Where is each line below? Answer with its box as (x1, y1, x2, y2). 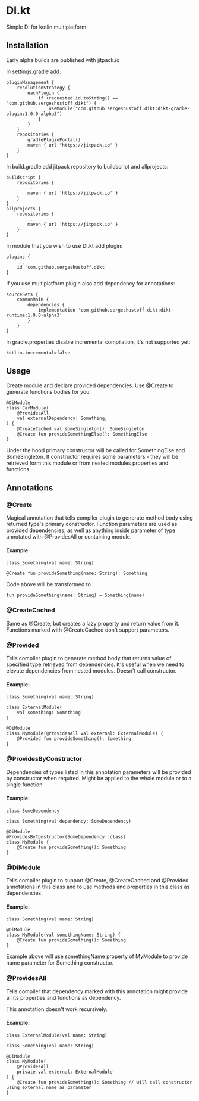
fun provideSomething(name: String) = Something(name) (6, 592, 145, 599)
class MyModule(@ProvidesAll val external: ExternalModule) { (6, 730, 163, 736)
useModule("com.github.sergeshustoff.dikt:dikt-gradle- (48, 105, 190, 111)
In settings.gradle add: (6, 68, 61, 75)
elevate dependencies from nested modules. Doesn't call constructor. (6, 667, 177, 674)
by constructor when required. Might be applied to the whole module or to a (6, 775, 192, 782)
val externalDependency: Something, (17, 415, 108, 421)
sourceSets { (6, 291, 39, 297)
